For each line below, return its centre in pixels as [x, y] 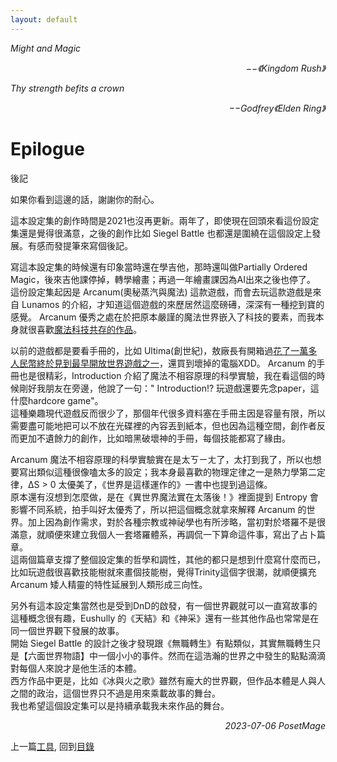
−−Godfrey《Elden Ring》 [277, 108]
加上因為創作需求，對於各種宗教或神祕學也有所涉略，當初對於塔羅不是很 [176, 522]
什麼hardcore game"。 [57, 400]
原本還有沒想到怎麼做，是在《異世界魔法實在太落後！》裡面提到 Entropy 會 [164, 497]
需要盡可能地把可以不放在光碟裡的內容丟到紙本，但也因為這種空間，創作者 [163, 425]
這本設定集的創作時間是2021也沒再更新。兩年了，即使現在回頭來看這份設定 [165, 220]
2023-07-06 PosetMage [275, 725]
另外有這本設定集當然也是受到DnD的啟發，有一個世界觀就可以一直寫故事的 [164, 605]
